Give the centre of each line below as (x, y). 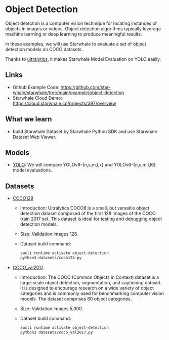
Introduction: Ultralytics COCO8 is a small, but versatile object (85, 208)
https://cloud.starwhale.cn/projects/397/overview (64, 103)
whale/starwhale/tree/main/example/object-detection (68, 93)
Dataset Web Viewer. (34, 137)
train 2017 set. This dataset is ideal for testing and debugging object (91, 219)
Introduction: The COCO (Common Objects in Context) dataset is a (90, 277)
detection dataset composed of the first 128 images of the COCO (88, 214)
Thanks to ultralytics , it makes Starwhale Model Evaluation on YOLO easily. (83, 59)
